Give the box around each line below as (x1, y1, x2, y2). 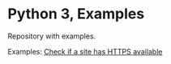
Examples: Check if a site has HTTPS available (7, 46, 163, 56)
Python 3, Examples (7, 5, 145, 23)
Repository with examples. (7, 31, 96, 41)
